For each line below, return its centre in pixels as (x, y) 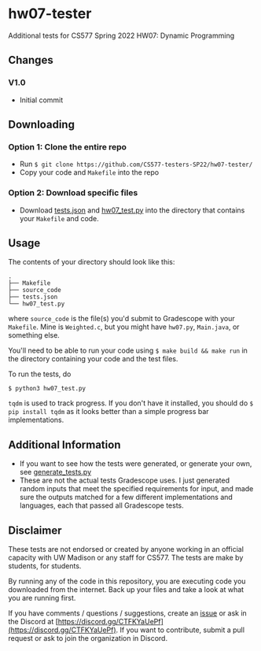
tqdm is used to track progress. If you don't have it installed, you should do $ (131, 403)
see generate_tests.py (55, 472)
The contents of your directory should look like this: (92, 262)
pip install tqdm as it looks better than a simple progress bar (109, 412)
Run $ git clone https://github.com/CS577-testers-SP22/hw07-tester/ (136, 164)
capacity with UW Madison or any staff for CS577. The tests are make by (126, 558)
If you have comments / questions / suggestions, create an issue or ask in (128, 613)
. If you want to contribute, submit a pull (180, 630)
